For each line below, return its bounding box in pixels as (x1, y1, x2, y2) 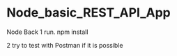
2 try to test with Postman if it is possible (6, 41, 123, 49)
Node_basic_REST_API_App (6, 5, 171, 21)
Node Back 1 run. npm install (6, 28, 88, 36)
